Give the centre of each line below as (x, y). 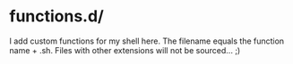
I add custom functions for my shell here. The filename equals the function (147, 41)
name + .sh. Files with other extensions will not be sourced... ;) (125, 50)
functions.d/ (57, 16)
